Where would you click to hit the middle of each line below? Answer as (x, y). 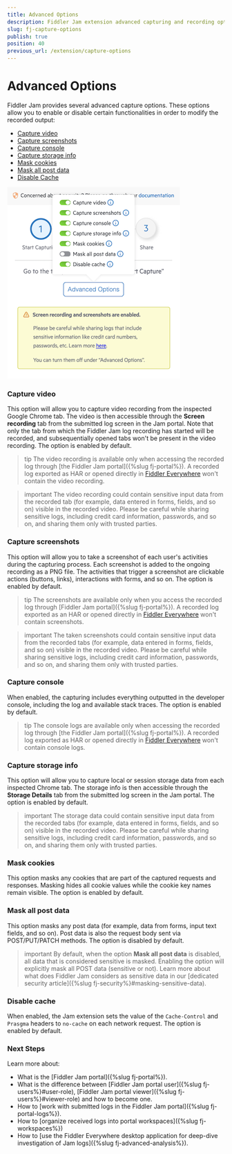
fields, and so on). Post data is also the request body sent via (94, 933)
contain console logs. (55, 747)
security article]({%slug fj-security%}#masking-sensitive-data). (115, 983)
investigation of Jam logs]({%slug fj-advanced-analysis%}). (103, 1143)
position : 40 (26, 44)
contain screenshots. (54, 621)
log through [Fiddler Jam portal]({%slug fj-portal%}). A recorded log (122, 607)
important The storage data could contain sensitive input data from (119, 816)
